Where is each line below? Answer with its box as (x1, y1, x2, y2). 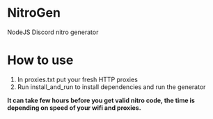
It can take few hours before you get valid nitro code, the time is (7, 96, 195, 104)
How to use (7, 52, 74, 68)
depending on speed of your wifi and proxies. (7, 103, 141, 112)
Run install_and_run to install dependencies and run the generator (17, 82, 206, 91)
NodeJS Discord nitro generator (7, 28, 99, 36)
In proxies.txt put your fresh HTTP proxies (17, 75, 138, 84)
